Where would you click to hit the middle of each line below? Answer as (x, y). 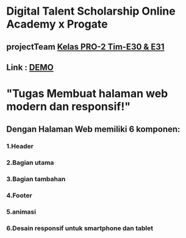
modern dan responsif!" (69, 106)
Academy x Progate (57, 24)
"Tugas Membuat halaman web (87, 94)
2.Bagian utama (30, 163)
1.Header (20, 146)
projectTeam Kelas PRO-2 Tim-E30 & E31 (85, 47)
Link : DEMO (30, 67)
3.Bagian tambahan (36, 179)
